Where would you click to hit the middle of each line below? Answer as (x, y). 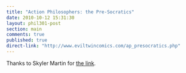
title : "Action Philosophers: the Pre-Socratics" (71, 12)
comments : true (26, 35)
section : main (24, 29)
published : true (27, 40)
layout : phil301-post (34, 23)
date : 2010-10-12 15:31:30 (40, 18)
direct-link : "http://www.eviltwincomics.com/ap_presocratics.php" (94, 46)
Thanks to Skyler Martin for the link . (51, 63)
